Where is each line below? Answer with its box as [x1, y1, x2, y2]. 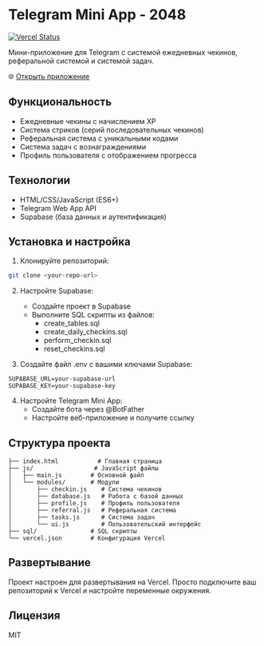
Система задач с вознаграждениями [19, 142, 146, 151]
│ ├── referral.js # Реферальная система [8, 506, 177, 515]
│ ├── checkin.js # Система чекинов [8, 485, 162, 493]
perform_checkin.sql [43, 336, 112, 345]
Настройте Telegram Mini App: [19, 396, 123, 405]
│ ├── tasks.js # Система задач [8, 513, 156, 521]
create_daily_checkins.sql [43, 327, 128, 337]
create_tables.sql [43, 318, 100, 329]
